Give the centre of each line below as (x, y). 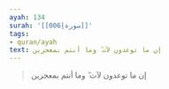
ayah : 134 (27, 17)
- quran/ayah (33, 42)
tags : (19, 33)
